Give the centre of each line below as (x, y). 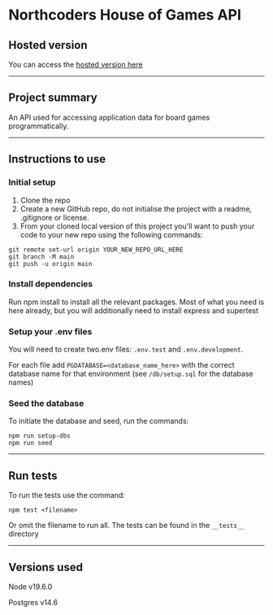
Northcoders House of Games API (125, 15)
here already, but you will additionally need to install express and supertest (133, 310)
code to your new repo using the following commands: (111, 234)
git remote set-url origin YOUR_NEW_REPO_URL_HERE (96, 250)
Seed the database (46, 403)
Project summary (53, 98)
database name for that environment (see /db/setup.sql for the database (131, 374)
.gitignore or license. (54, 217)
